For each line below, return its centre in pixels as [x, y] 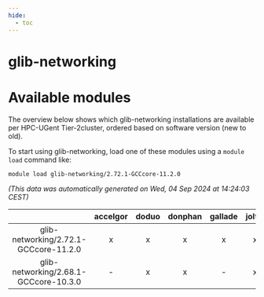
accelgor [111, 216]
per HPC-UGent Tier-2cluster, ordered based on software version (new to [127, 127]
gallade [224, 216]
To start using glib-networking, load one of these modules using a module [126, 151]
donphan [185, 216]
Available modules [70, 97]
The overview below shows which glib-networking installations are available [131, 119]
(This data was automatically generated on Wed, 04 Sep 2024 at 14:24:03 [129, 189]
